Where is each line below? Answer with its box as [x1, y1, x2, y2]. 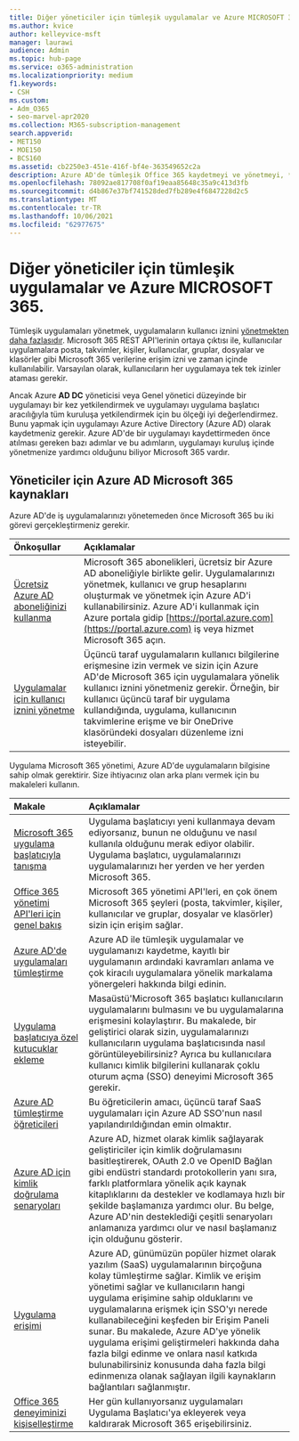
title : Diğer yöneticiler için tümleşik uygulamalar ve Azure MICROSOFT [9, 12, 285, 22]
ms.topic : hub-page [9, 54, 82, 63]
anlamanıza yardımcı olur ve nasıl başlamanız [88, 1222, 278, 1234]
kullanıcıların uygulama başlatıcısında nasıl [88, 1037, 265, 1049]
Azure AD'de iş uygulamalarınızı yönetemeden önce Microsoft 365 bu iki [9, 510, 274, 521]
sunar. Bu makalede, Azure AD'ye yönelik [88, 1325, 261, 1338]
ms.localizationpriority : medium [9, 71, 133, 80]
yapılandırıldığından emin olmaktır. [88, 1119, 232, 1131]
